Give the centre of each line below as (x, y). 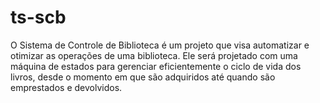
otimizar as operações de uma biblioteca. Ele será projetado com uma (154, 55)
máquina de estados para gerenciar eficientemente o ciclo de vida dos (156, 66)
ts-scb (38, 17)
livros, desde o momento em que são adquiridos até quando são (143, 77)
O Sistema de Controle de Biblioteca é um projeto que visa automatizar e (160, 45)
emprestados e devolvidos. (66, 87)
